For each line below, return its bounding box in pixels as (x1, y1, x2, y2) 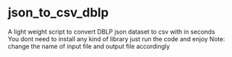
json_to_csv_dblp (8, 5, 109, 21)
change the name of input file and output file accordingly (8, 42, 170, 50)
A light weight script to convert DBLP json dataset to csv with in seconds (8, 27, 215, 36)
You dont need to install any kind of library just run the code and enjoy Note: (8, 34, 226, 43)
